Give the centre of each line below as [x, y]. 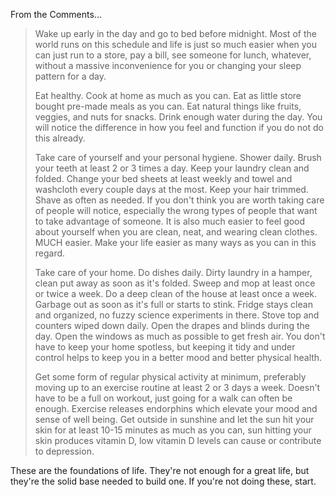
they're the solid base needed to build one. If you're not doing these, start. [163, 481]
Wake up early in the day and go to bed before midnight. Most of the [175, 33]
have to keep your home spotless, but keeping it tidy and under [165, 347]
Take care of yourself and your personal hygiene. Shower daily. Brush [178, 157]
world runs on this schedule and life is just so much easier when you [176, 44]
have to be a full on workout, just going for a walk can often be [163, 398]
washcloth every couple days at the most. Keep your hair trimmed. [171, 189]
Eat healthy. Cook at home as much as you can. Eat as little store [168, 95]
